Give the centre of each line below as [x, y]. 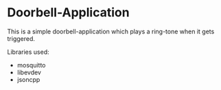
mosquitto [31, 65]
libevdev [29, 72]
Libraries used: [28, 52]
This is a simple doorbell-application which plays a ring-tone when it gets [111, 31]
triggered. [21, 38]
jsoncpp [28, 79]
